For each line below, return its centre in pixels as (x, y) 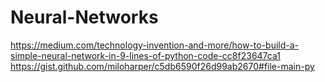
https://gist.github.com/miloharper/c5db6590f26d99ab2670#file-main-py (162, 66)
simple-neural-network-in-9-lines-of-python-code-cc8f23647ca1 (145, 55)
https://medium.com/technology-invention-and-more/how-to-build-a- (155, 45)
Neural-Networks (84, 17)
